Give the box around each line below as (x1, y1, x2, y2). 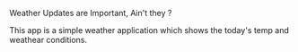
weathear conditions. (9, 35, 88, 45)
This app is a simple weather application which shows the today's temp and (9, 25, 289, 35)
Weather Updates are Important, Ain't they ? (9, 8, 172, 18)
